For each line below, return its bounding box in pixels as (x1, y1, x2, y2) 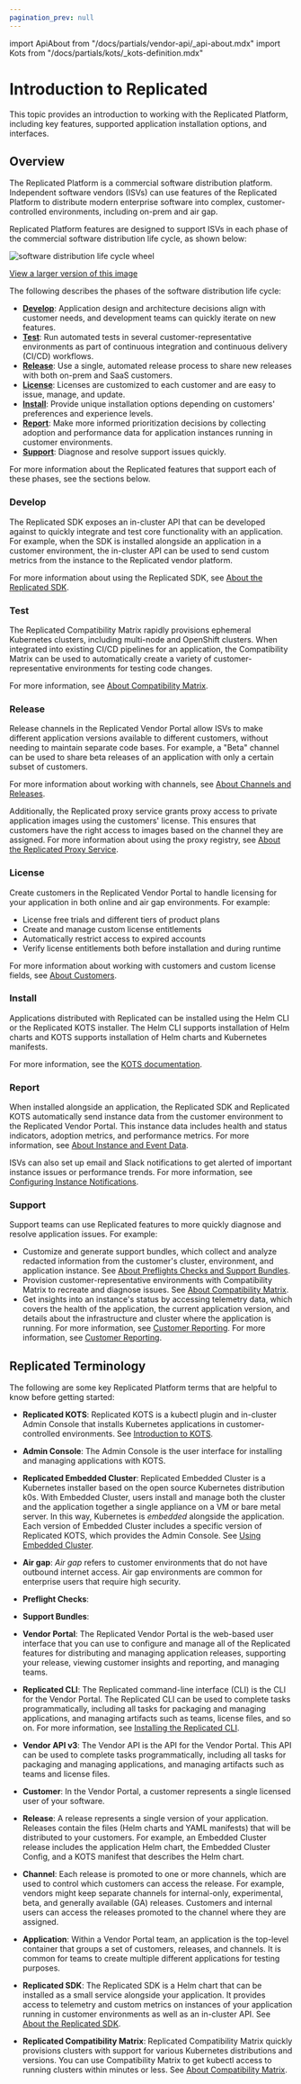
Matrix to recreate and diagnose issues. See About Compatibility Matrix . (22, 1284, 289, 1296)
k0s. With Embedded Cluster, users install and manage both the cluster (22, 1492, 286, 1503)
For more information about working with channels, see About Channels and (9, 779, 292, 790)
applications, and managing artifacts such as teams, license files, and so (22, 1713, 292, 1724)
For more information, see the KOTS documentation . (9, 1058, 203, 1069)
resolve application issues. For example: (9, 1229, 158, 1240)
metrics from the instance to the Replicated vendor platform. (9, 554, 234, 565)
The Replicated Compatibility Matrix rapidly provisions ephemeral (9, 624, 252, 635)
